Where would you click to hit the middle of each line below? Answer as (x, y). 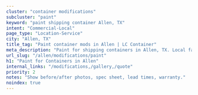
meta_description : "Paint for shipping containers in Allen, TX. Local (96, 50)
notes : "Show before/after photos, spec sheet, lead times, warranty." (96, 77)
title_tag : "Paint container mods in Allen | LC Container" (82, 45)
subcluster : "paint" (32, 17)
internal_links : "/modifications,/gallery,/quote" (70, 66)
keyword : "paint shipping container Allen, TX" (66, 22)
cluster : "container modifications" (51, 12)
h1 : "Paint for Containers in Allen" (52, 61)
